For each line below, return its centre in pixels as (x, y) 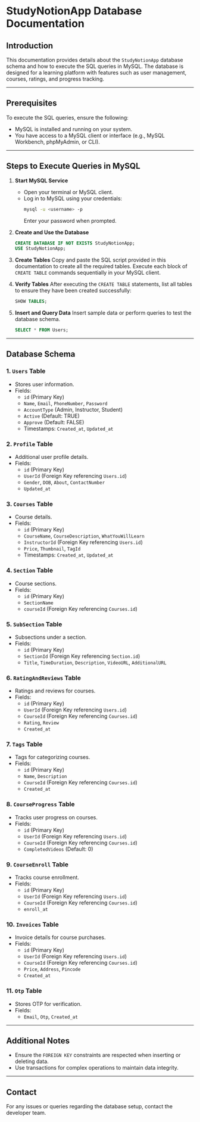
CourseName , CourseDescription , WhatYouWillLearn (84, 536)
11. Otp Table (24, 991)
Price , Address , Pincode (52, 969)
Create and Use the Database (52, 232)
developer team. (26, 1113)
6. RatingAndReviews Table (44, 677)
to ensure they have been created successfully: (73, 291)
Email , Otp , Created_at (51, 1017)
